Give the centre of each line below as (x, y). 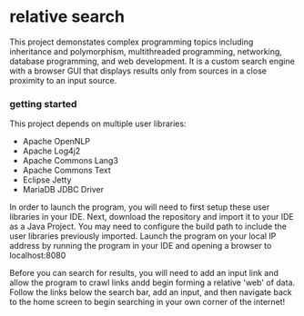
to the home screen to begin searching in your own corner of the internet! (147, 302)
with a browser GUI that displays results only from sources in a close (138, 71)
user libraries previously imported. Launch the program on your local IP (143, 236)
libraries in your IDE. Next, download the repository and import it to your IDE (152, 217)
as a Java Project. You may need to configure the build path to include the (148, 227)
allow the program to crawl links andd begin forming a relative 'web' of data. (152, 282)
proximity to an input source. (63, 80)
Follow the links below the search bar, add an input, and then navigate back (151, 292)
